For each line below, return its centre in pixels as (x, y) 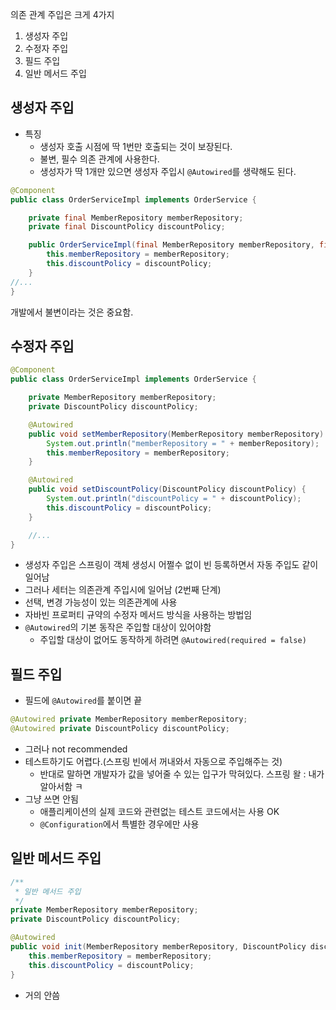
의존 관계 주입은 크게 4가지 (62, 14)
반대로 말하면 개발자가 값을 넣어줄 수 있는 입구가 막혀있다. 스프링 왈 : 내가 (182, 774)
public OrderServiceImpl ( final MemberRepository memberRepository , (171, 245)
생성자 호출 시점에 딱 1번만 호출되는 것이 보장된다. (136, 146)
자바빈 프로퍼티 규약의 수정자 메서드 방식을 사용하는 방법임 (138, 615)
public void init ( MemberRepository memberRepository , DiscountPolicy (158, 947)
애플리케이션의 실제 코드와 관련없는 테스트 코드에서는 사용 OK (159, 811)
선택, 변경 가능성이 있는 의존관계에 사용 (101, 602)
